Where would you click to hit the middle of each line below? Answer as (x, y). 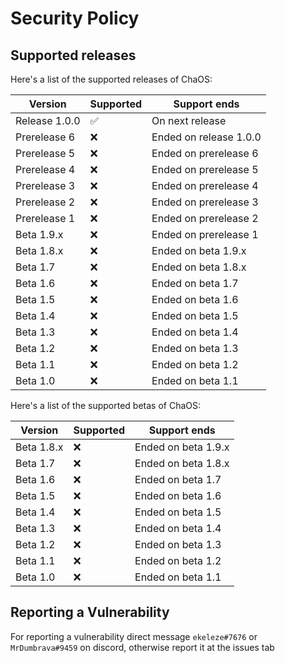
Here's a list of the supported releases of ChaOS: (111, 79)
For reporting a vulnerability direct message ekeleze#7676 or (134, 636)
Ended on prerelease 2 (205, 218)
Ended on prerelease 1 (205, 234)
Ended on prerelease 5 (205, 169)
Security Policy (75, 18)
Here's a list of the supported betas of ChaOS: (106, 405)
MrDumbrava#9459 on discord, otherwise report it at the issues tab (142, 647)
